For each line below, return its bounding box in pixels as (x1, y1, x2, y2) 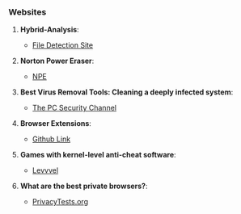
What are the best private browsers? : (19, 181, 148, 191)
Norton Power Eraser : (19, 56, 95, 66)
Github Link (32, 134, 71, 144)
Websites (8, 6, 47, 18)
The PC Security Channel (32, 103, 117, 113)
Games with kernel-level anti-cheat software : (19, 150, 176, 160)
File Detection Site (32, 40, 94, 50)
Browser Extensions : (19, 119, 91, 128)
